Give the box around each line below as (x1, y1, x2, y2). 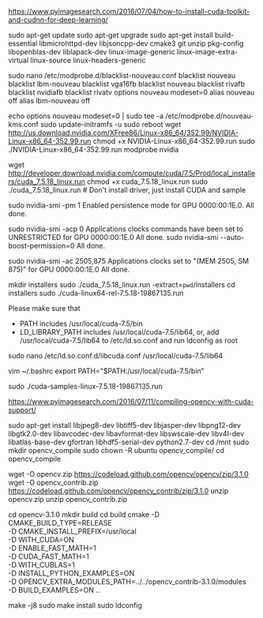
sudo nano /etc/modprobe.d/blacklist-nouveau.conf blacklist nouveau (8, 71, 236, 80)
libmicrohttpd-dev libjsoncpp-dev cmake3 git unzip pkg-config (39, 39, 244, 48)
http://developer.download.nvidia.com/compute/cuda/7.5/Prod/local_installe (8, 169, 255, 178)
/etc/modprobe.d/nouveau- (165, 111, 254, 121)
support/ (8, 406, 37, 414)
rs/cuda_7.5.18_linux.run (8, 177, 85, 186)
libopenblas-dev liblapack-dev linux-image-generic (8, 47, 175, 56)
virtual (8, 55, 29, 65)
